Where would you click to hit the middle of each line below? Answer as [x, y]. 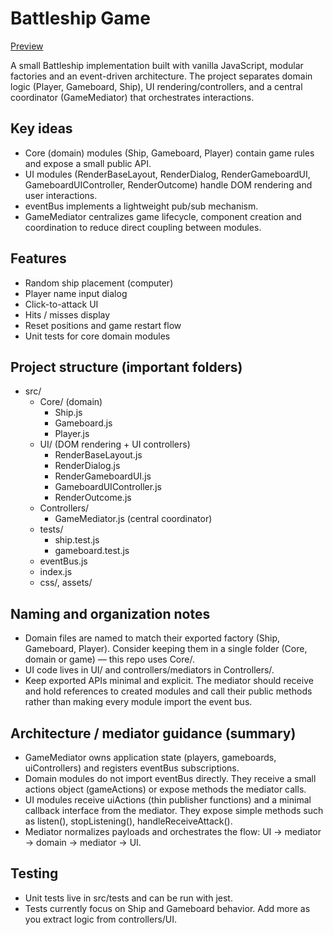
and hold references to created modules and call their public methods [168, 691]
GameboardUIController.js [108, 487]
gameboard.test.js [92, 551]
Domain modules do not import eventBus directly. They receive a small [170, 778]
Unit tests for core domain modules [97, 336]
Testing [34, 873]
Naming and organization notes [110, 613]
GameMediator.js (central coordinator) [133, 519]
